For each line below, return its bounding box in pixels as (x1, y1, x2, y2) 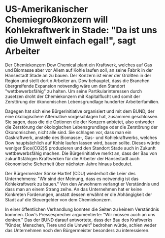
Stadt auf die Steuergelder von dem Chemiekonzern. (5, 196, 112, 202)
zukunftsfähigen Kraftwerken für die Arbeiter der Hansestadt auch (5, 155, 140, 161)
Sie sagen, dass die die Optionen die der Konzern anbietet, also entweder (5, 119, 155, 125)
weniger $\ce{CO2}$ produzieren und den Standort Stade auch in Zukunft (5, 145, 156, 151)
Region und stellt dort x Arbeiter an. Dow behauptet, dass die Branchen (5, 78, 150, 84)
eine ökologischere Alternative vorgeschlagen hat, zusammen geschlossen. (5, 113, 159, 119)
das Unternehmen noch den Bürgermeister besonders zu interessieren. (5, 227, 150, 233)
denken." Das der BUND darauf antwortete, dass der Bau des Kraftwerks (5, 217, 153, 223)
